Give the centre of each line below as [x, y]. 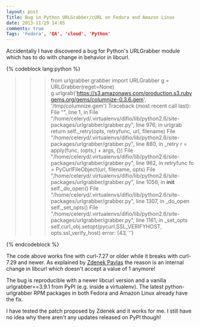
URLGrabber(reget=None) [82, 87]
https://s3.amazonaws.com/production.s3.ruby [134, 93]
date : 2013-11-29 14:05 [36, 23]
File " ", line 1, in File [74, 112]
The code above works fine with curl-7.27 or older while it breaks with [92, 256]
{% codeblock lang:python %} [43, 69]
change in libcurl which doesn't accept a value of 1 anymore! [81, 269]
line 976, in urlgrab [159, 125]
